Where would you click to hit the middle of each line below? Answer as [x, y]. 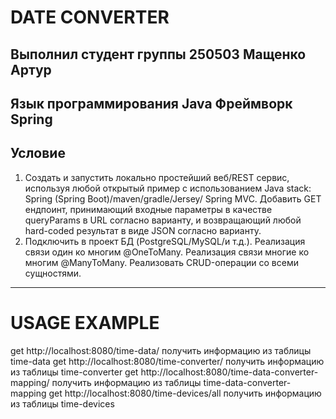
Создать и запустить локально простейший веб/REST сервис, [157, 177]
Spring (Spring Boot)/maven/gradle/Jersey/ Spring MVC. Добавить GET [173, 198]
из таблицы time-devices [62, 403]
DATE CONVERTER [90, 17]
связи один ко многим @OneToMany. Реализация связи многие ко [167, 252]
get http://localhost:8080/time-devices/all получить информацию [185, 393]
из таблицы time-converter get [74, 372]
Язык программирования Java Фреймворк [151, 103]
